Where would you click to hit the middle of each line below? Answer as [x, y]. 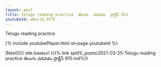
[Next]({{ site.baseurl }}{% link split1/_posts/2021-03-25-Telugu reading [80, 53]
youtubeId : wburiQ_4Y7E [30, 19]
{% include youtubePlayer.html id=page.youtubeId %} [62, 43]
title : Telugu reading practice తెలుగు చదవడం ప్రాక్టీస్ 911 [67, 15]
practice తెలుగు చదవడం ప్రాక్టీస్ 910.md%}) [47, 58]
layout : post [19, 10]
